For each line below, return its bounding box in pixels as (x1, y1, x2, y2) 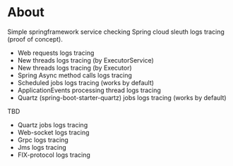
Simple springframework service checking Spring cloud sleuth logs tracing (7, 27, 225, 36)
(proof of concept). (7, 34, 64, 43)
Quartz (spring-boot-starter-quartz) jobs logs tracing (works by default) (17, 93, 227, 102)
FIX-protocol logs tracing (17, 151, 90, 159)
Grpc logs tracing (17, 135, 68, 144)
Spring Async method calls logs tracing (17, 71, 133, 79)
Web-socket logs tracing (17, 128, 90, 136)
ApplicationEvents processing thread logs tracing (17, 86, 161, 94)
